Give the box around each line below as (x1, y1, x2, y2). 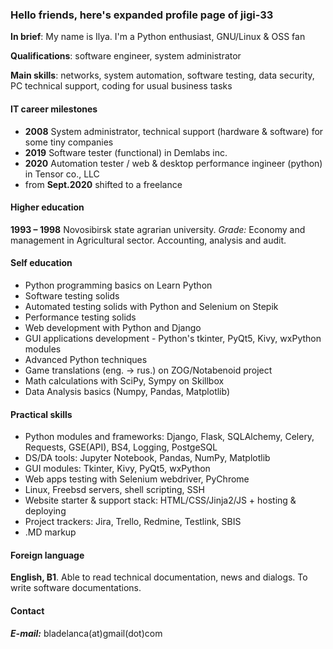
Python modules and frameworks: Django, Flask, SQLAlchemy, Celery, (24, 431, 315, 443)
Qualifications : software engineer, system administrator (10, 50, 242, 62)
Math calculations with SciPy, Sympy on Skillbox (24, 374, 225, 387)
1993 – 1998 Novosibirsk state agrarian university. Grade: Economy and (10, 223, 306, 235)
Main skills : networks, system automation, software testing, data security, (10, 69, 315, 82)
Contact (10, 604, 45, 617)
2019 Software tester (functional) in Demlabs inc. (24, 146, 228, 158)
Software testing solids (24, 289, 120, 302)
